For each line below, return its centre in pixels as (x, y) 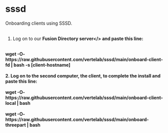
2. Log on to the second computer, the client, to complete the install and (83, 75)
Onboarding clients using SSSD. (39, 23)
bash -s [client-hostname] (42, 65)
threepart (16, 125)
